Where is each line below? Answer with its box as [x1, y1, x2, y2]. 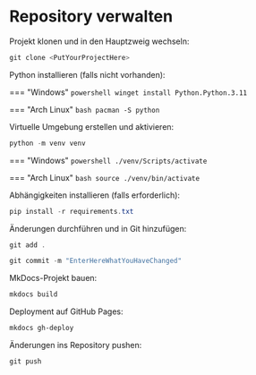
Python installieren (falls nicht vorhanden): [9, 69, 166, 80]
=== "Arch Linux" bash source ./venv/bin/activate [9, 172, 200, 183]
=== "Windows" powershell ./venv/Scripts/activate [9, 155, 208, 166]
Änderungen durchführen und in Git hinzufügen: [9, 223, 187, 234]
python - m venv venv [9, 139, 87, 148]
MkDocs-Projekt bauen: [9, 273, 98, 284]
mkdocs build [9, 290, 58, 299]
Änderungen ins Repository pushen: [9, 340, 142, 351]
